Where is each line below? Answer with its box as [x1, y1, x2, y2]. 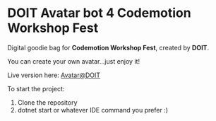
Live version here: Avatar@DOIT [7, 71, 101, 79]
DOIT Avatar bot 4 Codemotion [7, 5, 192, 21]
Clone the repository [17, 98, 78, 107]
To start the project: [7, 84, 65, 93]
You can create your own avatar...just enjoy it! [7, 57, 140, 65]
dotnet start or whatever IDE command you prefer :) [17, 105, 168, 114]
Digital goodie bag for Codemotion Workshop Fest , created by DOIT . [7, 43, 210, 52]
